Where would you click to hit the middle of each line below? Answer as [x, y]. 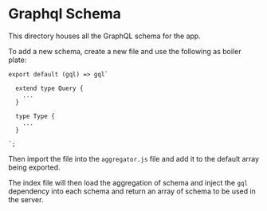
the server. [26, 199]
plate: [18, 60]
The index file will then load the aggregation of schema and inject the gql [128, 182]
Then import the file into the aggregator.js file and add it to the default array [134, 158]
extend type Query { [49, 88]
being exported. [35, 167]
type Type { [35, 116]
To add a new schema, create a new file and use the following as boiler [125, 51]
